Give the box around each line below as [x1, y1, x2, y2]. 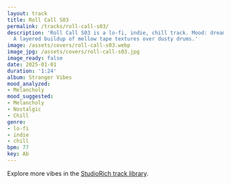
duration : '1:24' [7, 67, 57, 74]
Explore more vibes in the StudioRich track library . [7, 169, 149, 177]
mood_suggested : [7, 93, 54, 100]
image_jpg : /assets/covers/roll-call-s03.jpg [7, 49, 140, 56]
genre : [7, 118, 26, 126]
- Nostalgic [7, 106, 41, 113]
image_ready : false [7, 55, 63, 62]
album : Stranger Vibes [7, 73, 72, 81]
